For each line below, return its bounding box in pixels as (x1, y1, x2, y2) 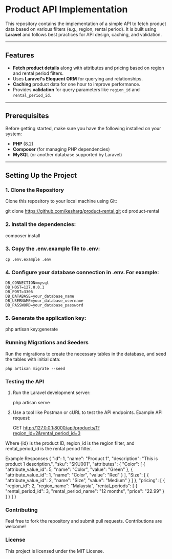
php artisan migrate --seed (5, 366, 66, 371)
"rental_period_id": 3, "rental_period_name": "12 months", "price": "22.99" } (5, 488, 165, 494)
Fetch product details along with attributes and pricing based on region (12, 65, 165, 71)
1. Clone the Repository (5, 186, 64, 193)
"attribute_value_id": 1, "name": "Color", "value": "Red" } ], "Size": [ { (5, 472, 149, 478)
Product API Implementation (5, 4, 128, 15)
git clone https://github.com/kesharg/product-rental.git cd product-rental (5, 208, 160, 214)
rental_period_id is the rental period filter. (5, 446, 92, 452)
